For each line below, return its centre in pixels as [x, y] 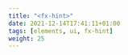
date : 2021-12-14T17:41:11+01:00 [64, 23]
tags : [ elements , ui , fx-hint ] [61, 31]
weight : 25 [27, 38]
